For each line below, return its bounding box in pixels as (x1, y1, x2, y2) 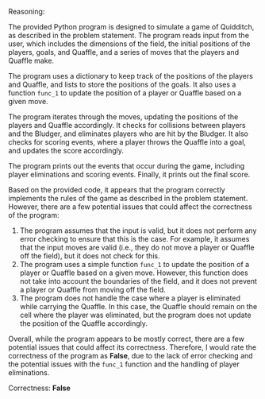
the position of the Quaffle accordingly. (19, 319, 148, 328)
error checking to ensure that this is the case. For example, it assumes (19, 234, 250, 243)
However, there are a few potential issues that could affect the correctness (8, 202, 252, 211)
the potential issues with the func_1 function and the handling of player (8, 359, 240, 369)
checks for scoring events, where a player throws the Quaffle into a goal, (8, 138, 246, 146)
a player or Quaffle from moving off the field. (19, 285, 167, 294)
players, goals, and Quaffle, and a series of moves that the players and (8, 48, 240, 56)
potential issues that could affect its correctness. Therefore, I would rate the (8, 343, 256, 352)
